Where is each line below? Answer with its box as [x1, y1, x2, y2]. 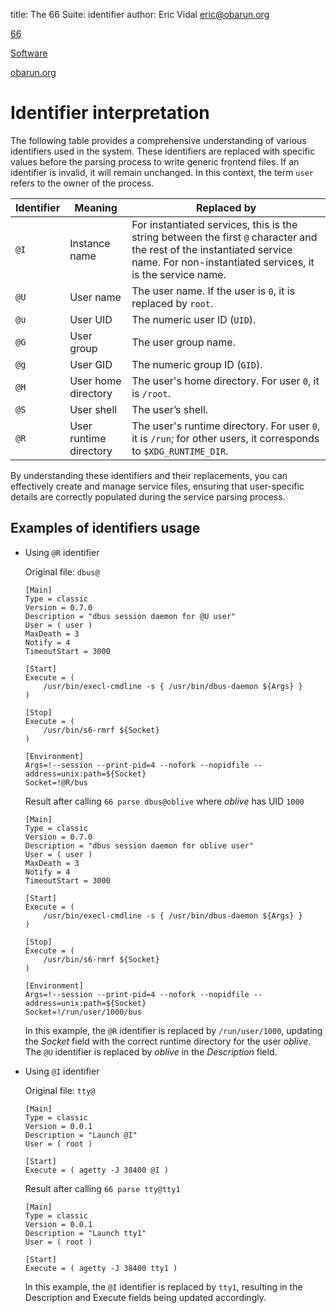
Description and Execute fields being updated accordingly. [24, 1291, 267, 1303]
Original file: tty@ [24, 1084, 96, 1096]
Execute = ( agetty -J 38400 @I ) [24, 1165, 169, 1175]
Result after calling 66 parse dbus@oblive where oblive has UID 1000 [24, 795, 305, 807]
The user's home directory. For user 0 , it [131, 374, 320, 388]
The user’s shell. [131, 402, 209, 416]
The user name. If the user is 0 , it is [131, 284, 296, 298]
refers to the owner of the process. [10, 177, 155, 189]
